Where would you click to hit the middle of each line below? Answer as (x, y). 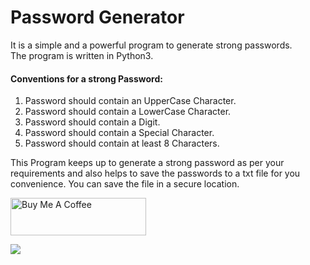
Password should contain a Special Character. (119, 133)
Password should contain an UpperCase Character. (130, 101)
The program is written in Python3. (82, 55)
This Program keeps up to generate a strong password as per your (147, 163)
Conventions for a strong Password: (86, 78)
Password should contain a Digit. (92, 122)
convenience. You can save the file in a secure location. (125, 184)
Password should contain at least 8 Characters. (122, 143)
